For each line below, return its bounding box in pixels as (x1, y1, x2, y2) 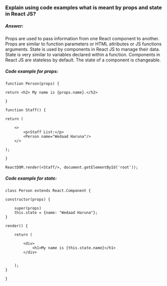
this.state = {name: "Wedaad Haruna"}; (14, 210, 98, 215)
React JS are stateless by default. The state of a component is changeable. (5, 57, 161, 63)
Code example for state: (5, 175, 57, 181)
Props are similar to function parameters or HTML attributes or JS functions (5, 41, 162, 47)
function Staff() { (5, 107, 46, 112)
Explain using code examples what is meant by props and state (5, 4, 162, 11)
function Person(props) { (5, 81, 59, 86)
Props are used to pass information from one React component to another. (5, 35, 159, 41)
